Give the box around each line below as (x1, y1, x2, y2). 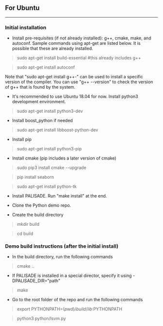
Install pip (12, 136, 32, 143)
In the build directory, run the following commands (12, 254, 113, 260)
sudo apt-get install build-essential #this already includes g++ (16, 55, 142, 61)
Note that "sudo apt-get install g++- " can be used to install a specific (5, 74, 143, 80)
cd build (16, 231, 33, 236)
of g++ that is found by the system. (5, 84, 76, 90)
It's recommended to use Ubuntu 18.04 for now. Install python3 (12, 93, 138, 99)
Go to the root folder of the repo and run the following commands (12, 297, 143, 303)
